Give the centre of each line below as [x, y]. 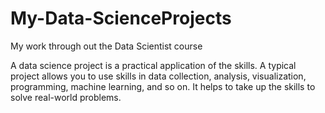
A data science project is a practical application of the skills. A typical [153, 65]
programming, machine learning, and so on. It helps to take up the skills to [163, 86]
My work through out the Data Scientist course [106, 46]
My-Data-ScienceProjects [121, 18]
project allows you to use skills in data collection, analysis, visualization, [158, 76]
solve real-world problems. [66, 97]
